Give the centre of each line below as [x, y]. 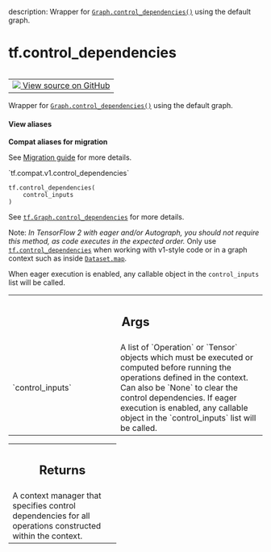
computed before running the [176, 367]
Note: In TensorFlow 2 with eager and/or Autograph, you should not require [134, 232]
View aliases [30, 123]
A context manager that [57, 496]
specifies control [44, 506]
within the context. [48, 536]
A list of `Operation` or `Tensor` [179, 347]
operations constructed [57, 526]
